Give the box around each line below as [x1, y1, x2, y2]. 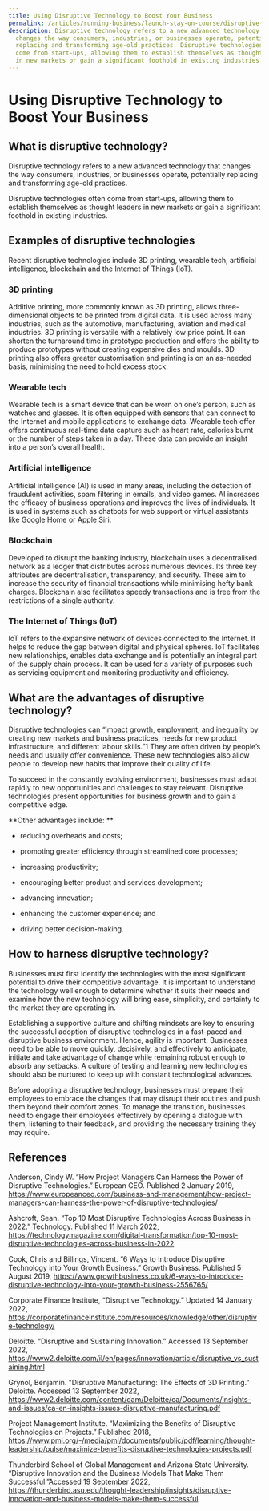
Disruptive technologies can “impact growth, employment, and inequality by [8, 725, 259, 734]
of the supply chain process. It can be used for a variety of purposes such [8, 659, 253, 669]
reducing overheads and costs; [19, 830, 123, 840]
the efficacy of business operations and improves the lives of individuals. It [8, 498, 255, 507]
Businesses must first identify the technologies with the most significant [8, 968, 246, 978]
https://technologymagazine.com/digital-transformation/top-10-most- [8, 1230, 239, 1239]
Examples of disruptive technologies [8, 234, 195, 248]
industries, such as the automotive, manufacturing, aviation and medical [8, 318, 246, 329]
